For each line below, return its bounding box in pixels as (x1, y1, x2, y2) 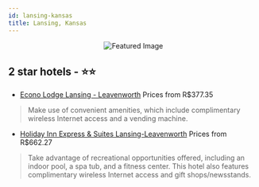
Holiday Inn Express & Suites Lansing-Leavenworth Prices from (19, 129, 227, 139)
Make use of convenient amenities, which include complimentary (27, 105, 241, 115)
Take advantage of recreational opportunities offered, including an (27, 153, 245, 163)
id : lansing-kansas (8, 11, 73, 20)
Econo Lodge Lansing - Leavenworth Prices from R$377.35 (19, 90, 214, 99)
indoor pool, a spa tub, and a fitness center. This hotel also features (27, 162, 249, 171)
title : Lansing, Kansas (8, 19, 87, 27)
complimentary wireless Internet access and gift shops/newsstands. (27, 170, 252, 180)
